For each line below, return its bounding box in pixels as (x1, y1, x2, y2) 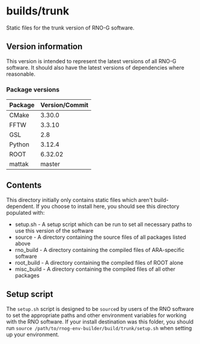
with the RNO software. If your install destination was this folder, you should (6, 318, 194, 325)
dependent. (6, 203, 35, 210)
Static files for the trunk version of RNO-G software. (6, 24, 135, 31)
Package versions (6, 85, 60, 94)
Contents (6, 180, 42, 191)
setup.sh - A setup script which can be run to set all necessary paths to (14, 221, 192, 228)
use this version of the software (14, 227, 94, 234)
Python (9, 140, 30, 149)
